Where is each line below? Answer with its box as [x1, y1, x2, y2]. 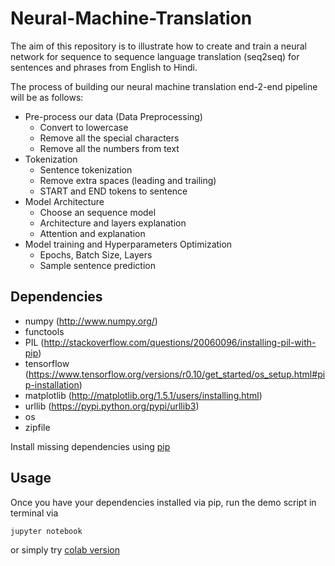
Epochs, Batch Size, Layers [39, 248, 153, 261]
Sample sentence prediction [39, 259, 156, 271]
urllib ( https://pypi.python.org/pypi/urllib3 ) [24, 400, 200, 412]
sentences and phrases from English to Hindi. [10, 61, 198, 73]
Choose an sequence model [39, 206, 157, 218]
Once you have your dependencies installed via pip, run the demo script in [10, 496, 317, 508]
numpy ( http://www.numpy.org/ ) [24, 315, 158, 327]
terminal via [10, 507, 59, 519]
